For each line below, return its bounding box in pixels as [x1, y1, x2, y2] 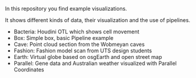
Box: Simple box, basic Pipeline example [13, 35, 114, 41]
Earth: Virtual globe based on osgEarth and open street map [13, 54, 162, 60]
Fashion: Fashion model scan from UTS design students [13, 47, 152, 54]
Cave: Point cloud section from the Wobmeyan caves [13, 41, 145, 48]
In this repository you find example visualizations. [5, 5, 128, 12]
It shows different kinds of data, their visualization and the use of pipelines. [5, 17, 191, 23]
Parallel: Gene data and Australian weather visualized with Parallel [13, 60, 177, 67]
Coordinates [13, 66, 44, 73]
